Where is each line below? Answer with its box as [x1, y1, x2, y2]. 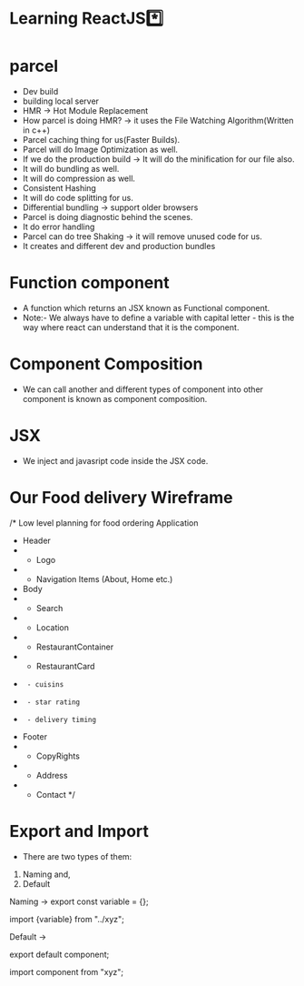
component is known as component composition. [22, 394, 208, 404]
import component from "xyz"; [9, 966, 124, 977]
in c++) [22, 125, 51, 136]
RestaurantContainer [35, 641, 114, 652]
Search [35, 602, 64, 613]
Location [35, 621, 70, 633]
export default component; [9, 949, 110, 960]
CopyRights [35, 750, 80, 761]
